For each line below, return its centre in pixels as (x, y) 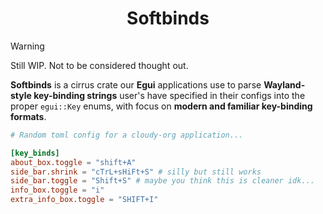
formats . (28, 116)
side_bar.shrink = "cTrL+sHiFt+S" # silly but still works (136, 172)
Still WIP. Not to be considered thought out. (99, 65)
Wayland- (284, 84)
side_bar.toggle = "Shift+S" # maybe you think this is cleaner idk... (162, 181)
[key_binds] (35, 153)
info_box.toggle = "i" (57, 190)
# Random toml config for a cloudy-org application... (127, 135)
